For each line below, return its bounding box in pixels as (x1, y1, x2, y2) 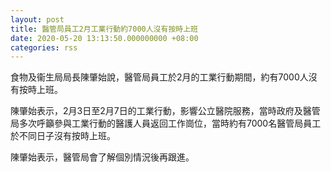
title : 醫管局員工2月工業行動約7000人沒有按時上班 (10, 24, 198, 34)
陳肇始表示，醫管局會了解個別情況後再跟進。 (10, 151, 195, 163)
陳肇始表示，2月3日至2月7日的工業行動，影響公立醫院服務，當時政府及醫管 (10, 105, 321, 117)
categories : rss (10, 42, 78, 53)
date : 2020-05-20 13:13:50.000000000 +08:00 (10, 33, 199, 43)
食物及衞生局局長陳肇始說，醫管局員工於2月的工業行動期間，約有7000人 (10, 71, 309, 83)
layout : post (10, 14, 65, 25)
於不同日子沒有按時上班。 (10, 130, 116, 142)
